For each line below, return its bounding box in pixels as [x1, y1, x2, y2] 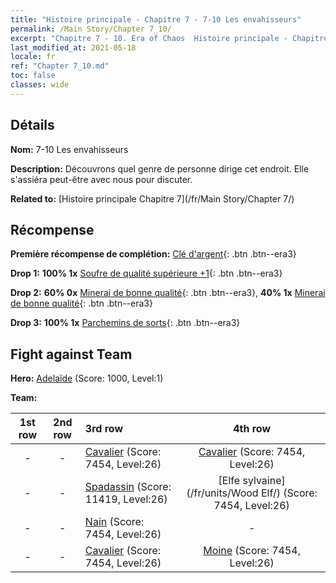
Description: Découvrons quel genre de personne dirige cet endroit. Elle [10, 162, 310, 175]
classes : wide [10, 80, 70, 90]
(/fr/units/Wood [186, 486, 259, 500]
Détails [10, 117, 55, 134]
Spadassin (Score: [84, 480, 172, 494]
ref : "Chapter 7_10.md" [10, 61, 110, 71]
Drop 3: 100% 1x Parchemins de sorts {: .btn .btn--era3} [10, 317, 241, 329]
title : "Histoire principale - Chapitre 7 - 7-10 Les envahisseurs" [10, 14, 302, 25]
